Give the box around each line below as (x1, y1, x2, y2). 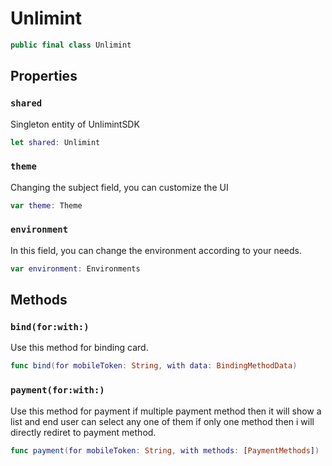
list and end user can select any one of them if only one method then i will (10, 415, 315, 427)
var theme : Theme (10, 200, 83, 211)
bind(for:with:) (10, 322, 90, 333)
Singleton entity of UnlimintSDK (10, 118, 140, 130)
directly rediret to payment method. (10, 426, 157, 438)
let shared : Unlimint (10, 137, 101, 147)
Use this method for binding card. (10, 342, 149, 354)
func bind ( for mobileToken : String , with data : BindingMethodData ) (10, 361, 298, 371)
